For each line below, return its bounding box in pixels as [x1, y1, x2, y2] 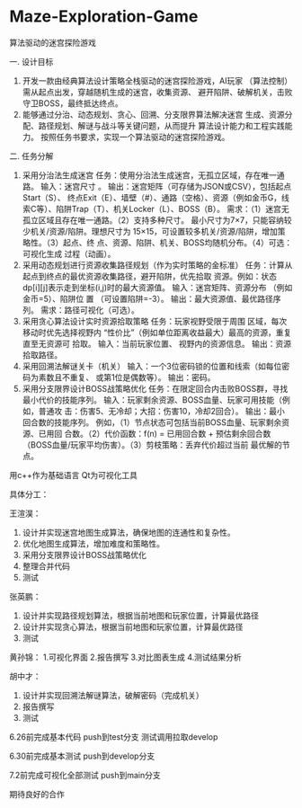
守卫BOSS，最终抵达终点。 [22, 97, 123, 109]
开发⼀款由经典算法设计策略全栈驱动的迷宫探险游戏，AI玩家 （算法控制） [22, 75, 293, 86]
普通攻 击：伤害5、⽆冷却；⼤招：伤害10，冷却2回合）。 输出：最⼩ [38, 405, 286, 416]
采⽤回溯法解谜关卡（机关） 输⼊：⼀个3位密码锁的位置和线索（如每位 [22, 360, 282, 371]
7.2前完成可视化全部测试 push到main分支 [9, 769, 161, 780]
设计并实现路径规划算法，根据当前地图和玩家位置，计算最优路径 [22, 609, 259, 621]
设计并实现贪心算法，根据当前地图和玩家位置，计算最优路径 [22, 621, 244, 632]
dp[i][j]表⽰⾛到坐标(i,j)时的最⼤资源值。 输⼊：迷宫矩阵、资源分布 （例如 [22, 281, 293, 293]
